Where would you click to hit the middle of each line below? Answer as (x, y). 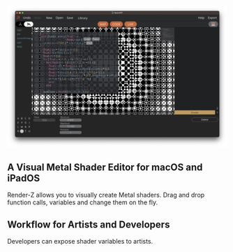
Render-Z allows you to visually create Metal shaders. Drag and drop (106, 195)
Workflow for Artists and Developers (89, 224)
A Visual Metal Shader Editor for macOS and (105, 167)
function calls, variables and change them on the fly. (83, 202)
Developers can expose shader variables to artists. (80, 241)
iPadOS (24, 178)
